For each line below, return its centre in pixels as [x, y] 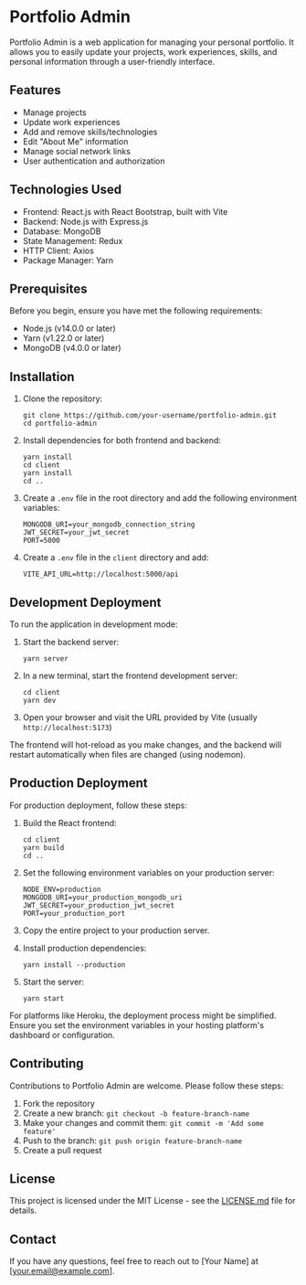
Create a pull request [62, 1150]
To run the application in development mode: [94, 624]
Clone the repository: [63, 398]
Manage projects [54, 112]
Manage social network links [76, 151]
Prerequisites [48, 288]
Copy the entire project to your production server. [116, 930]
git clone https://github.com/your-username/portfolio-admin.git [149, 416]
